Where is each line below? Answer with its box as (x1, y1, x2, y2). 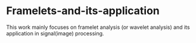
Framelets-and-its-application (6, 4, 160, 18)
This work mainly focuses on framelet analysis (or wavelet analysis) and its (6, 24, 190, 31)
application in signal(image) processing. (6, 29, 104, 37)
